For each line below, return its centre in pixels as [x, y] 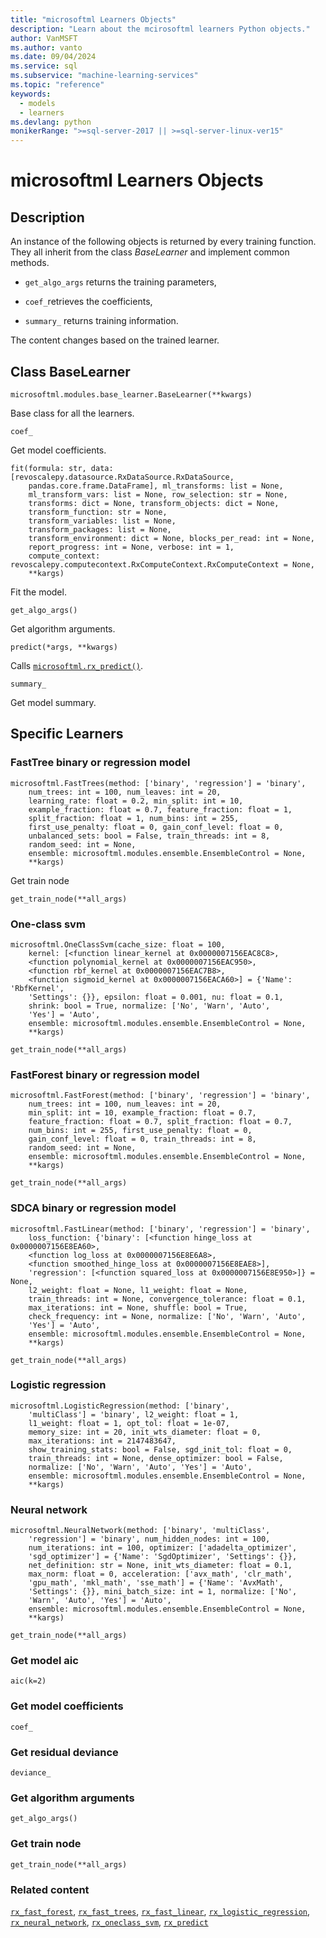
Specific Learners [67, 734]
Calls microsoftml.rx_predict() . [77, 665]
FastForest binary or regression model [105, 1074]
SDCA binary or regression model [93, 1208]
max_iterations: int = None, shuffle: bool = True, [138, 1307]
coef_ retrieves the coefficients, [88, 302]
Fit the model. [38, 592]
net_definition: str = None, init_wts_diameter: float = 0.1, [160, 1566]
